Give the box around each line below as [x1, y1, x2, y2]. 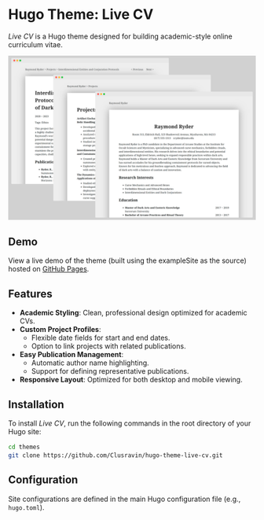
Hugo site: [8, 427, 42, 437]
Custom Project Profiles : [19, 325, 101, 334]
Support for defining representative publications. [31, 367, 189, 376]
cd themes [8, 443, 41, 452]
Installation [8, 397, 64, 411]
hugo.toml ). [8, 502, 45, 512]
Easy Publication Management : [19, 350, 124, 360]
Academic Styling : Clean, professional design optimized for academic [19, 308, 247, 318]
